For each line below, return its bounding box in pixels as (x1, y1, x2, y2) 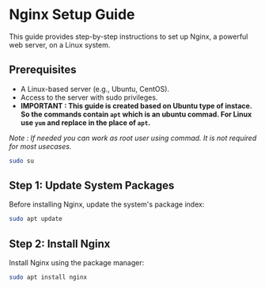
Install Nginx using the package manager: (9, 258, 145, 268)
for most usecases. (9, 141, 72, 151)
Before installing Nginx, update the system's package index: (9, 200, 205, 209)
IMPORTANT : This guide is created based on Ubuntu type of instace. (20, 101, 252, 110)
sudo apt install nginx (9, 273, 88, 282)
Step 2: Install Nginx (9, 237, 111, 250)
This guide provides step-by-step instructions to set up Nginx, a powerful (9, 32, 248, 41)
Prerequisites (9, 63, 77, 77)
